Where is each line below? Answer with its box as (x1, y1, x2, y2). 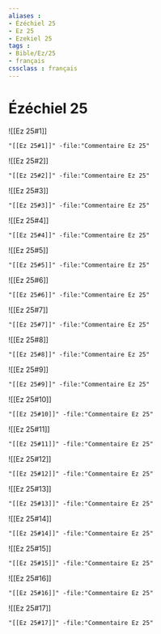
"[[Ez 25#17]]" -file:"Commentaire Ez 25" (8, 619, 154, 627)
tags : (8, 42, 31, 50)
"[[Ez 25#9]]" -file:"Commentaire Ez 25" (8, 380, 150, 388)
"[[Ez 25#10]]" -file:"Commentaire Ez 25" (8, 410, 154, 418)
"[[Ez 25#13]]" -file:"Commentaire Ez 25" (8, 499, 154, 508)
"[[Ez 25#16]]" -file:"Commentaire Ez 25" (8, 589, 154, 597)
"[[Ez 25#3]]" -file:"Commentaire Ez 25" (8, 201, 150, 209)
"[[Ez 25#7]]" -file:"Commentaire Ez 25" (8, 320, 150, 328)
